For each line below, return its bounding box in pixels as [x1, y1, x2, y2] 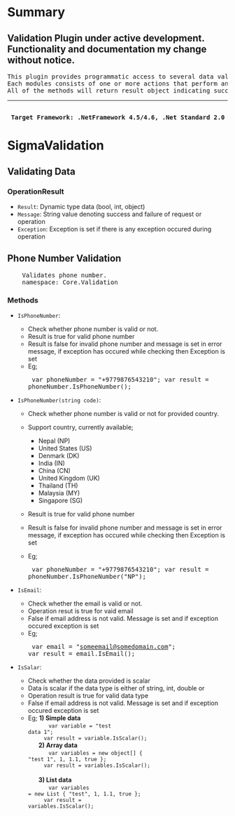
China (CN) [38, 466, 71, 474]
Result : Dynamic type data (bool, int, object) [17, 202, 145, 210]
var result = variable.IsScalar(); [43, 735, 148, 742]
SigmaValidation [7, 138, 105, 154]
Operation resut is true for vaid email [27, 606, 134, 615]
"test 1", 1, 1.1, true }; [27, 756, 107, 763]
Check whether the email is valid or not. [27, 599, 143, 608]
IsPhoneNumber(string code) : [17, 396, 101, 404]
